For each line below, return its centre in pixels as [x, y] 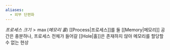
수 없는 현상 [17, 42]
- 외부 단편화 [22, 15]
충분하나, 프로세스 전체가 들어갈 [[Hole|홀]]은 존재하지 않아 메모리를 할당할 [89, 36]
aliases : [15, 10]
